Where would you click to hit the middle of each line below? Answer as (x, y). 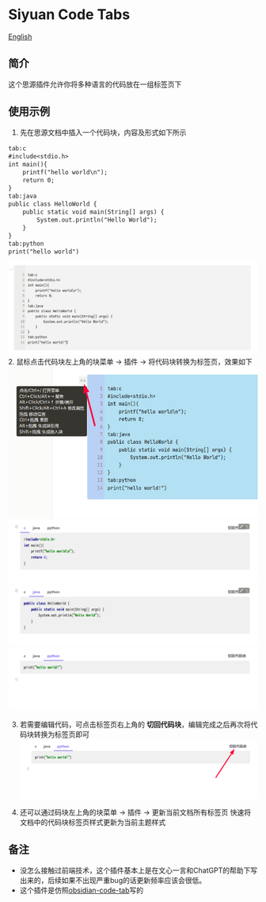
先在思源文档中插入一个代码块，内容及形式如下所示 (103, 132)
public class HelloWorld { (53, 204)
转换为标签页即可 (61, 734)
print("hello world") (44, 252)
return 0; (39, 180)
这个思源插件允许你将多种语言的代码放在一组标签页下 (95, 84)
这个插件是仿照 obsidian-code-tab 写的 (82, 890)
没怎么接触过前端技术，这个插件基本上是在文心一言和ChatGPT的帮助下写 (139, 870)
